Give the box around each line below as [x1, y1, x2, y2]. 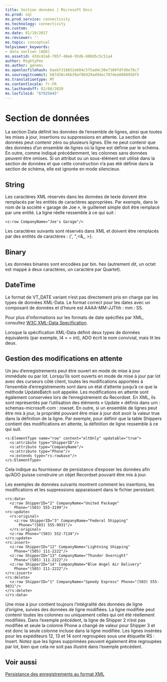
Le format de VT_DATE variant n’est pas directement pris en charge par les [5, 294, 159, 300]
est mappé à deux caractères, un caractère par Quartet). [5, 266, 121, 272]
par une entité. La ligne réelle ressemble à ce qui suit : [5, 210, 116, 216]
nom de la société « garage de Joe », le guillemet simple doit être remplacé [5, 204, 160, 210]
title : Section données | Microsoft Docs [5, 7, 93, 12]
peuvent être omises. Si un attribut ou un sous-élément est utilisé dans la [5, 155, 156, 161]
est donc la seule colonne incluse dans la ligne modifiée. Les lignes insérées [5, 628, 162, 634]
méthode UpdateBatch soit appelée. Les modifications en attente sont [5, 389, 149, 395]
